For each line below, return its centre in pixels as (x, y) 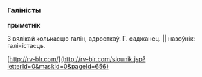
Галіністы (24, 10)
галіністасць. (26, 46)
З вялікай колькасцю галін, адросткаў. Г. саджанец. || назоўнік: (101, 38)
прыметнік (24, 25)
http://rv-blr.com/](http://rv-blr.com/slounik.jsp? (77, 59)
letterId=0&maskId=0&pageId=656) (58, 67)
